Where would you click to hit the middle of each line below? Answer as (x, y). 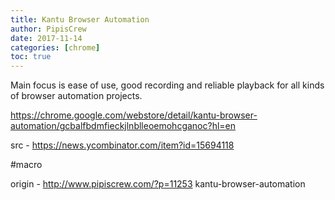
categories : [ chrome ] (55, 47)
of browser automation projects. (76, 96)
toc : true (31, 57)
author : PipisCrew (48, 29)
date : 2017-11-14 (46, 38)
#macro (26, 165)
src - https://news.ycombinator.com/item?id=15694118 (122, 145)
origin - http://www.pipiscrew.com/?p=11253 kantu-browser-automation (158, 184)
